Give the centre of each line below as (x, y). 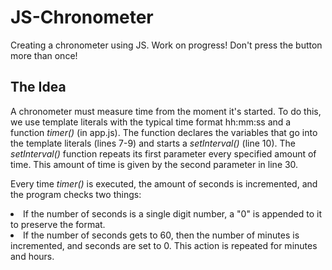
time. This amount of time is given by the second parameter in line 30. (154, 164)
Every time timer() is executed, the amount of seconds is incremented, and (164, 183)
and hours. (32, 256)
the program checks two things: (76, 194)
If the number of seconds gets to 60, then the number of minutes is (161, 235)
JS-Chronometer (82, 17)
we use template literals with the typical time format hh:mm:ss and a (151, 122)
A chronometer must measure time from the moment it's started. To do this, (166, 111)
